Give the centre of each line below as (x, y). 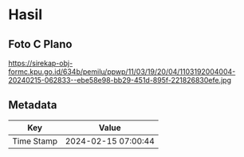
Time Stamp (35, 141)
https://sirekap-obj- (41, 63)
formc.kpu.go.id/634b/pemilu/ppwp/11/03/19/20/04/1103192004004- (122, 72)
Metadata (33, 105)
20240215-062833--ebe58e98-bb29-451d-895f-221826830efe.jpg (120, 80)
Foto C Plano (40, 44)
